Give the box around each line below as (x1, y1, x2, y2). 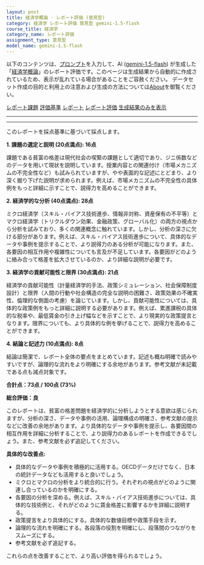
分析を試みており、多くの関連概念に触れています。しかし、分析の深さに (11, 225, 192, 232)
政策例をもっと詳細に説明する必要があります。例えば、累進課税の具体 (22, 304, 197, 311)
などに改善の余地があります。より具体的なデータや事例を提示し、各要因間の (6, 422, 197, 429)
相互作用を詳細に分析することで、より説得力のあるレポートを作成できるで (6, 429, 192, 437)
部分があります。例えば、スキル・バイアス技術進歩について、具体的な (16, 232, 192, 240)
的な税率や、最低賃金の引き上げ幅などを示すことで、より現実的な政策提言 (6, 311, 192, 319)
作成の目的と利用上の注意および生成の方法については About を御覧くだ (16, 83, 191, 90)
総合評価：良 (6, 393, 38, 401)
